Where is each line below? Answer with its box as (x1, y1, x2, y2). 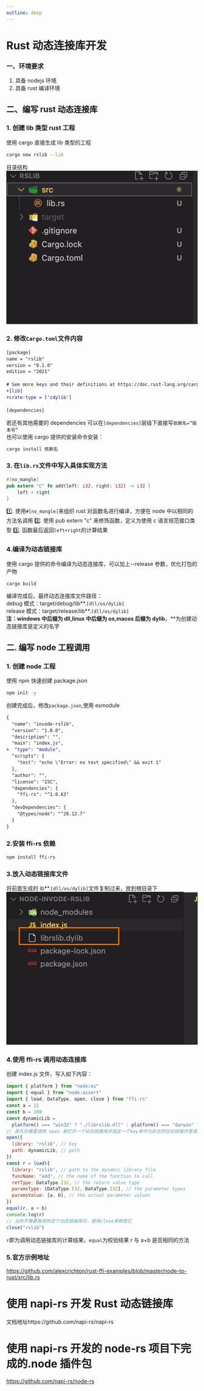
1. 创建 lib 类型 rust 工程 (6, 124, 75, 132)
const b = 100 (6, 1109, 42, 1115)
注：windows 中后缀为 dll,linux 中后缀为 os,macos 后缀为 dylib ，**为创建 (6, 615, 192, 622)
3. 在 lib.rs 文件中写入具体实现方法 (6, 461, 107, 470)
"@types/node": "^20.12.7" (17, 811, 86, 817)
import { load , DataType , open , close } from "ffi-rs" (6, 1096, 148, 1103)
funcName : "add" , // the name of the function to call (12, 1173, 154, 1179)
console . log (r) (6, 1211, 45, 1218)
